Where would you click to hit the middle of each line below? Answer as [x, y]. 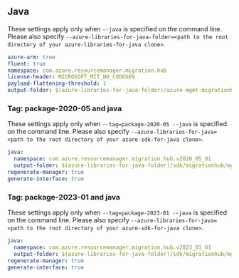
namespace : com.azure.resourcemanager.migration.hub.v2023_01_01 [113, 247]
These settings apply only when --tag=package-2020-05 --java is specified [117, 124]
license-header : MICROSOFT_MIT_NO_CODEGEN [71, 77]
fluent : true [27, 63]
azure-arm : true [31, 57]
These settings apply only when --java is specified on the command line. [115, 29]
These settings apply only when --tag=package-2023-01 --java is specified [117, 212]
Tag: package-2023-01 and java [64, 197]
